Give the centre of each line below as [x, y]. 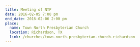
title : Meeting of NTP [28, 10]
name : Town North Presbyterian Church [49, 28]
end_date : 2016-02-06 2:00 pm [36, 19]
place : [12, 23]
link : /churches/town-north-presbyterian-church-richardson [72, 37]
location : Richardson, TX [36, 32]
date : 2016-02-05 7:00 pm [31, 14]
